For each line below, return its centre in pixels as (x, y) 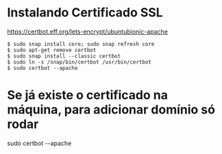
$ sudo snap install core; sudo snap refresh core (81, 44)
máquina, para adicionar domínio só (111, 110)
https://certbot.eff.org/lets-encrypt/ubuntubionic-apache (88, 31)
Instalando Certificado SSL (85, 13)
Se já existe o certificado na (87, 95)
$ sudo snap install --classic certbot (64, 56)
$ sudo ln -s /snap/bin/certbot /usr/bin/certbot (79, 62)
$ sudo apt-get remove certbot (52, 50)
